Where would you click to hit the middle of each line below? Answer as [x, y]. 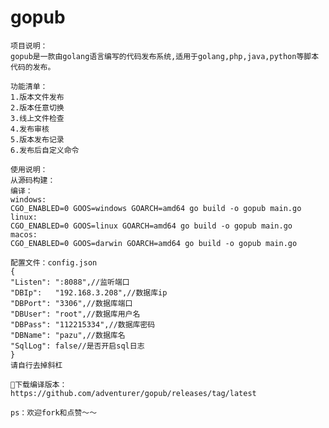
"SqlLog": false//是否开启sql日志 [77, 346]
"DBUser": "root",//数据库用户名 [75, 314]
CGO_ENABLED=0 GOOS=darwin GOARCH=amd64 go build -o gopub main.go [154, 243]
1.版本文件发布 [37, 97]
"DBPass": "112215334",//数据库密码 [83, 324]
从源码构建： [33, 180]
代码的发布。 [33, 67]
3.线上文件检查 [37, 118]
